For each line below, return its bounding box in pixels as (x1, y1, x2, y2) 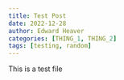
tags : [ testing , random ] (8, 42, 92, 50)
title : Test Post (8, 11, 67, 20)
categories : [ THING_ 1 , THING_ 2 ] (8, 34, 117, 43)
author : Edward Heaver (8, 27, 85, 35)
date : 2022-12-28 (8, 19, 67, 27)
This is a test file (8, 64, 63, 74)
